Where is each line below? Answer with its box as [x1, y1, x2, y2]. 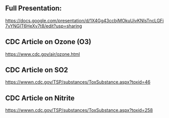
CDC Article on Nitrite [5, 94, 75, 102]
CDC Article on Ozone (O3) [5, 37, 92, 46]
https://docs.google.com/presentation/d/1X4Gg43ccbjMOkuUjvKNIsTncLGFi [5, 17, 164, 23]
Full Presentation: [5, 4, 62, 13]
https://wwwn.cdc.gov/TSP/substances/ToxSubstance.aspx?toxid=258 [5, 107, 153, 113]
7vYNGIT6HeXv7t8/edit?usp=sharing [5, 23, 82, 29]
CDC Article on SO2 [5, 66, 68, 74]
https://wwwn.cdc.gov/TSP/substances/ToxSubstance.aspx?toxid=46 [5, 79, 150, 85]
